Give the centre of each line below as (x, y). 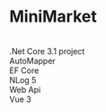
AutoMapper (32, 61)
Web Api (25, 89)
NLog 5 (23, 79)
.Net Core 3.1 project (47, 51)
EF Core (24, 70)
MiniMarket (53, 17)
